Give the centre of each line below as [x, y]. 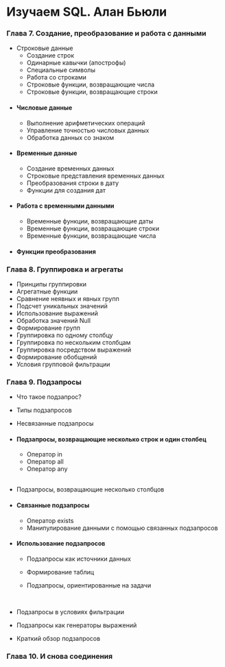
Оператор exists [50, 520]
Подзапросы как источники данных [79, 559]
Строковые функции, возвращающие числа [91, 85]
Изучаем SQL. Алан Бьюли [87, 12]
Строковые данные [45, 48]
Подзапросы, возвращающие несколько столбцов [90, 489]
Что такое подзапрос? [49, 397]
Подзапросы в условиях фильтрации [70, 611]
